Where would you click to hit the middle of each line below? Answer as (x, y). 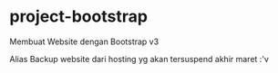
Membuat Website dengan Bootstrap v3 (84, 41)
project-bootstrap (79, 17)
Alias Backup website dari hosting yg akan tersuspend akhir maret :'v (139, 59)
